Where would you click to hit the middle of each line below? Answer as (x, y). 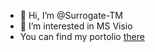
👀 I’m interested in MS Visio (76, 26)
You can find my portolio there (82, 36)
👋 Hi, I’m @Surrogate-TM (71, 15)
